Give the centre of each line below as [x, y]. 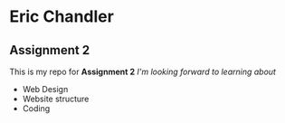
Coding [36, 109]
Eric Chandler [62, 17]
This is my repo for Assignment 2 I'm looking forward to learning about [142, 71]
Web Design [45, 89]
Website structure [56, 99]
